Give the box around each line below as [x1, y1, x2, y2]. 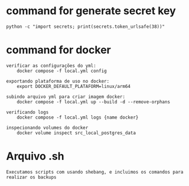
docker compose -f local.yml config [17, 68, 107, 74]
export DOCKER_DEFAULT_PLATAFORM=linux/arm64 [17, 83, 131, 89]
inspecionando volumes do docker [6, 125, 89, 130]
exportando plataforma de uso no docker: [6, 78, 110, 84]
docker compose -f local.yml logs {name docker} [17, 114, 139, 120]
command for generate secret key [6, 4, 176, 18]
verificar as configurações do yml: [6, 63, 96, 68]
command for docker [6, 43, 111, 57]
